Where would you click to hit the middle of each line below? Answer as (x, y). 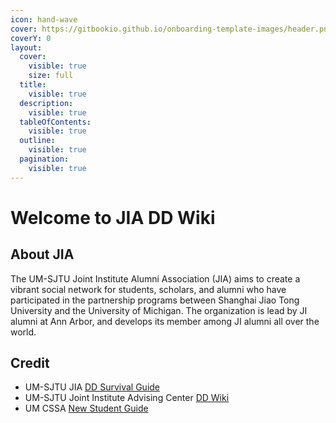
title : (33, 85)
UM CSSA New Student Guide (86, 408)
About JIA (42, 254)
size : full (51, 76)
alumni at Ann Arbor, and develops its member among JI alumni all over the (165, 321)
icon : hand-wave (44, 19)
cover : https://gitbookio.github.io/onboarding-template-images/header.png (171, 29)
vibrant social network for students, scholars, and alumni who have (148, 289)
